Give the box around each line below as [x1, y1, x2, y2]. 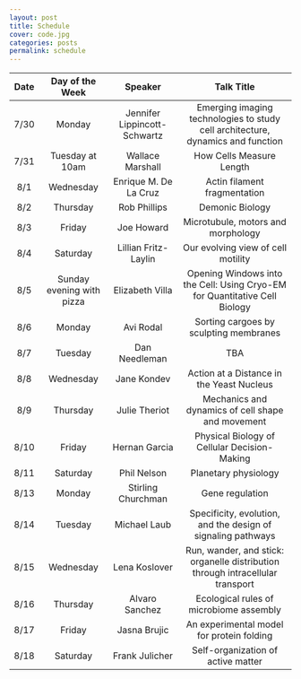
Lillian [117, 241, 142, 254]
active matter [207, 656, 262, 668]
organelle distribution [189, 555, 280, 568]
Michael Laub [115, 518, 172, 531]
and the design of [197, 518, 272, 531]
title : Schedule [9, 22, 70, 30]
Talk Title [214, 81, 255, 93]
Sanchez [124, 604, 162, 616]
